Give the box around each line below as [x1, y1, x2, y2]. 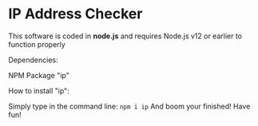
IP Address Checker [8, 5, 143, 23]
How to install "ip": [8, 85, 69, 96]
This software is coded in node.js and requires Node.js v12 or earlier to [8, 31, 242, 41]
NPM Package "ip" [8, 70, 69, 80]
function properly [8, 39, 65, 49]
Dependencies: [8, 55, 58, 65]
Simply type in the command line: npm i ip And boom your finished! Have [8, 101, 251, 111]
